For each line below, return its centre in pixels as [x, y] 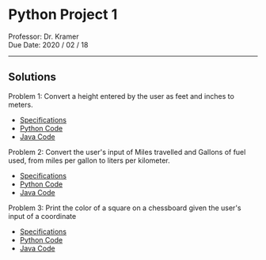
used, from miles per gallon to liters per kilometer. [89, 160]
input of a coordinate [42, 216]
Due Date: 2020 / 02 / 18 [48, 44]
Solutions [32, 77]
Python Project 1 [63, 15]
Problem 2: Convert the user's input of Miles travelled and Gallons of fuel [127, 152]
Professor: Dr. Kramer [44, 36]
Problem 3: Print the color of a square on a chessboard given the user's [125, 208]
